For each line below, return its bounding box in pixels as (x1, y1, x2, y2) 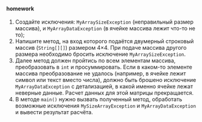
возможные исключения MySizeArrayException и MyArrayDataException (15, 102, 197, 109)
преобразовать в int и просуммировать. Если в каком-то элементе (15, 64, 193, 71)
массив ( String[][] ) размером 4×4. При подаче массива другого (15, 44, 187, 52)
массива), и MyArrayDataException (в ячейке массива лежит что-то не (15, 25, 196, 32)
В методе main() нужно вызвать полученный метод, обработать (15, 96, 183, 103)
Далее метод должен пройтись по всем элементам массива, (15, 57, 176, 64)
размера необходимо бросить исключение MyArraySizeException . (15, 50, 186, 58)
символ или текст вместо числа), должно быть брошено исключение (15, 76, 197, 84)
